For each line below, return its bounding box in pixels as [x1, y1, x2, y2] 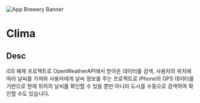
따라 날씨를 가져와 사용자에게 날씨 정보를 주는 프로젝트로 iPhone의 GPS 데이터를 [6, 75, 194, 82]
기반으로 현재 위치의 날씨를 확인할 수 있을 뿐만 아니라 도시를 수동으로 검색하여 [6, 83, 187, 90]
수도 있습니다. [17, 90, 50, 97]
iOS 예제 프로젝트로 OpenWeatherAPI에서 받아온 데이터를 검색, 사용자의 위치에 [6, 67, 192, 75]
